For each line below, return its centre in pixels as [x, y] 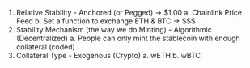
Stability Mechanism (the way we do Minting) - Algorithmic [114, 30]
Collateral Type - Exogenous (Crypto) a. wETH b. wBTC [108, 55]
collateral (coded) [45, 47]
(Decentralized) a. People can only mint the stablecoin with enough [128, 38]
